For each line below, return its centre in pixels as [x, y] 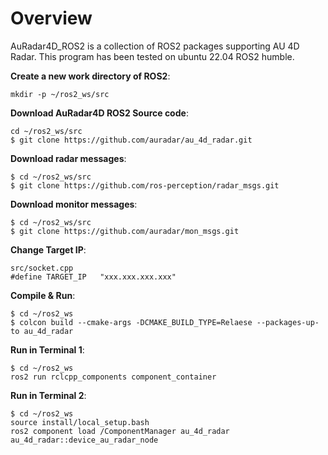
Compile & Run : [43, 295]
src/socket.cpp [42, 268]
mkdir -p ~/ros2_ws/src [60, 94]
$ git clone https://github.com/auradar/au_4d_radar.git [131, 140]
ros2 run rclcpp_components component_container [113, 377]
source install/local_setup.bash [80, 422]
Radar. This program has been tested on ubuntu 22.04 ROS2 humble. [152, 56]
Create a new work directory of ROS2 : [90, 76]
